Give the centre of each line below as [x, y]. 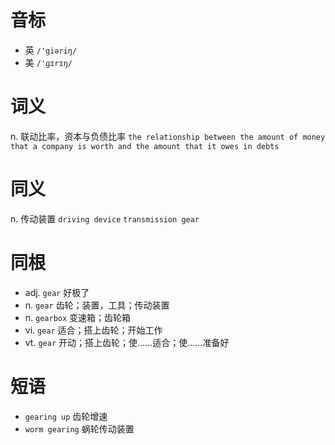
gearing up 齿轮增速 [66, 416]
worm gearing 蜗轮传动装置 [79, 428]
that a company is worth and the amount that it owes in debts [145, 146]
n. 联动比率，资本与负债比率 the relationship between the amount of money [168, 136]
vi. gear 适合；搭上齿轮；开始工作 [93, 330]
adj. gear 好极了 [57, 292]
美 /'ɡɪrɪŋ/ [48, 62]
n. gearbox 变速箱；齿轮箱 [78, 317]
